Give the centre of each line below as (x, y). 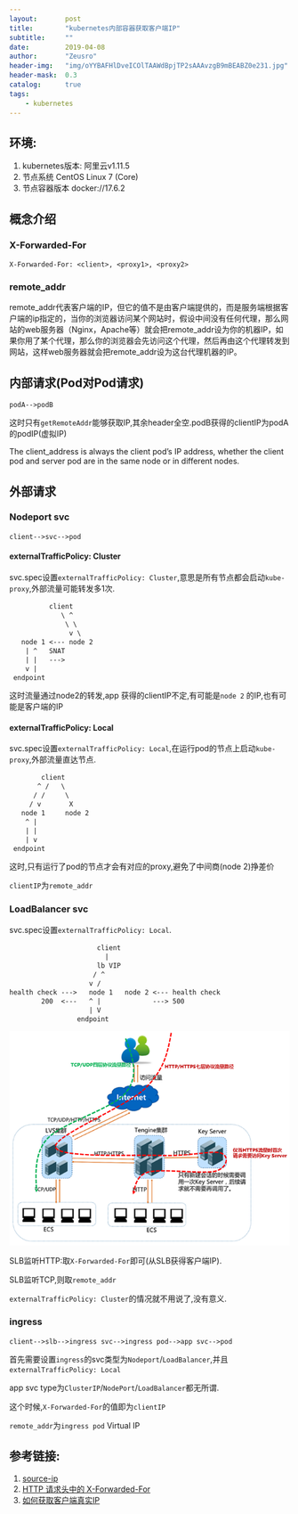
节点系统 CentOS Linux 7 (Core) (80, 177)
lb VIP (109, 966)
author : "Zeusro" (53, 57)
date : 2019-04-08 (57, 47)
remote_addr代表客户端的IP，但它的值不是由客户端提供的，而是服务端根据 (145, 307)
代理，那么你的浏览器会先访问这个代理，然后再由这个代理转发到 (173, 341)
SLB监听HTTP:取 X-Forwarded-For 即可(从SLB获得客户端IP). (116, 1260)
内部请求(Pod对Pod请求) (77, 383)
